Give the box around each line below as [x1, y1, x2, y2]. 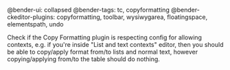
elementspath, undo [7, 20, 64, 28]
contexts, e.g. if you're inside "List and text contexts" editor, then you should [7, 41, 224, 48]
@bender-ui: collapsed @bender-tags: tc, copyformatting [7, 6, 170, 14]
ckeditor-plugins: [7, 13, 56, 21]
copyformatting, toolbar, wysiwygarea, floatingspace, [56, 13, 208, 21]
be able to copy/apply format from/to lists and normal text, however [7, 48, 198, 56]
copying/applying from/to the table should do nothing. [7, 55, 160, 63]
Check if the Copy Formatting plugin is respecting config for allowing [7, 33, 203, 41]
